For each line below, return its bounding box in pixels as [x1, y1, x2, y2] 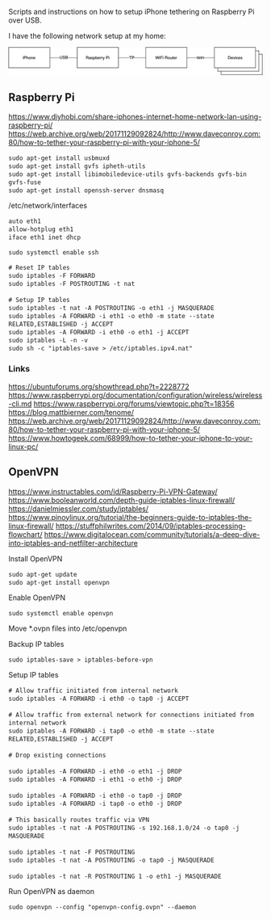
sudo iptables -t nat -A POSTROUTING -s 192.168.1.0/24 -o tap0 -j [8, 824, 240, 832]
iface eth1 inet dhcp [8, 233, 81, 241]
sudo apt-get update [8, 570, 78, 578]
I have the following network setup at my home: [8, 31, 167, 40]
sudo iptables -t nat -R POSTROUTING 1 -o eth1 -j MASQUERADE [8, 872, 222, 880]
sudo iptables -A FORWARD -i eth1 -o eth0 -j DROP [8, 775, 182, 783]
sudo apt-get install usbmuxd [8, 154, 110, 162]
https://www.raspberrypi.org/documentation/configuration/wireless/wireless [8, 390, 263, 400]
